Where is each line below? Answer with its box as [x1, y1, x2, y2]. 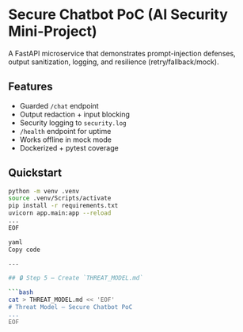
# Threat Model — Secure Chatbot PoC [8, 303, 133, 311]
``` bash [8, 288, 34, 296]
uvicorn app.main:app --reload [8, 209, 112, 217]
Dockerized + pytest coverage [19, 143, 119, 152]
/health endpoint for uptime [19, 126, 112, 135]
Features [8, 80, 53, 93]
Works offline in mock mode [19, 135, 112, 144]
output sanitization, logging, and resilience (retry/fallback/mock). [8, 57, 219, 67]
